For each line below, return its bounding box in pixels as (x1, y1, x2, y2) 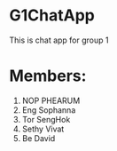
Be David (21, 132, 56, 143)
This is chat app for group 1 (9, 35, 109, 45)
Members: (9, 66, 87, 86)
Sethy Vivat (21, 123, 65, 134)
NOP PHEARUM (21, 95, 81, 106)
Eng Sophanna (21, 104, 76, 115)
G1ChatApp (9, 5, 95, 26)
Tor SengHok (21, 114, 71, 124)
